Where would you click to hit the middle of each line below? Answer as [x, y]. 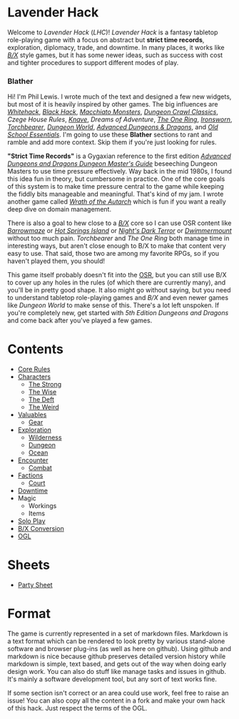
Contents [36, 349]
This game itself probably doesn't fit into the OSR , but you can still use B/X [117, 275]
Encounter [33, 460]
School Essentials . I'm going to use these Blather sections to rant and [110, 135]
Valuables [32, 415]
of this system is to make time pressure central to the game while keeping [116, 187]
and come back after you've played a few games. [80, 321]
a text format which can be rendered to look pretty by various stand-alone [116, 641]
